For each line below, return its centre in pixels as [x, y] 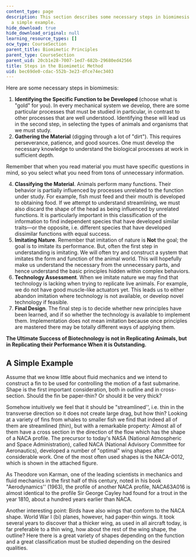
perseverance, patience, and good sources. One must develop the [94, 143]
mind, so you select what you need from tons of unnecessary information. [95, 173]
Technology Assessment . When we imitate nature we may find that [96, 277]
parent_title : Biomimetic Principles [52, 50]
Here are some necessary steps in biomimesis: [62, 88]
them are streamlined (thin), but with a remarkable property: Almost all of [94, 426]
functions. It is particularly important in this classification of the [90, 215]
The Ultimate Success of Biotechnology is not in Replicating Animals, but [97, 338]
